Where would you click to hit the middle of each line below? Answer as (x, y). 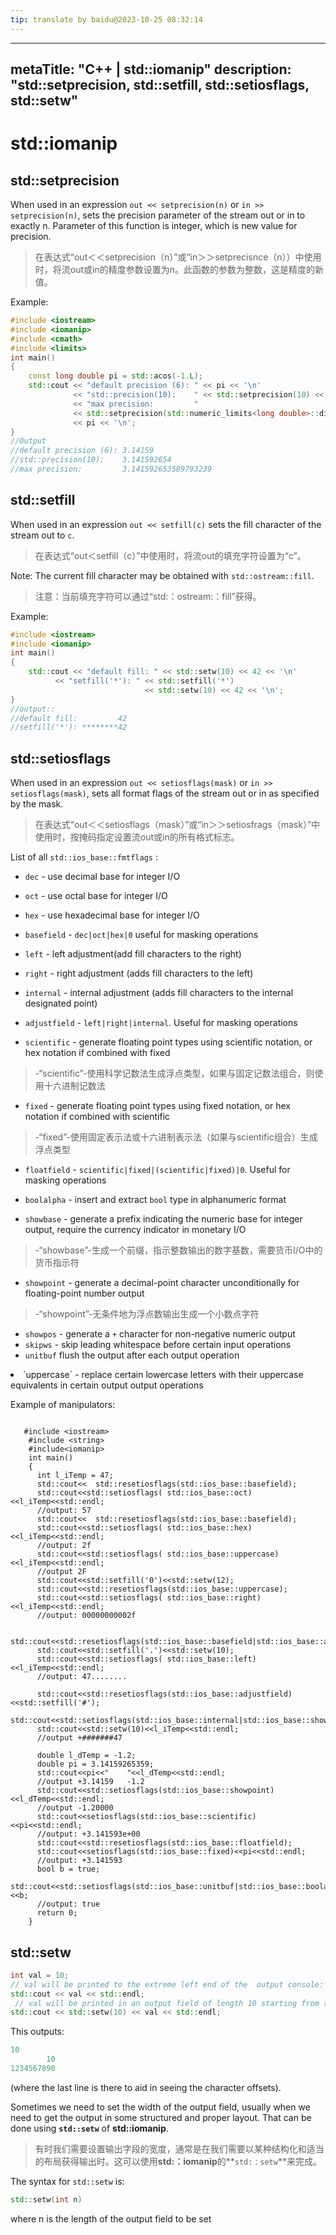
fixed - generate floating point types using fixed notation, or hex (158, 1106)
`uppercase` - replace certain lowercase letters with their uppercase (163, 1375)
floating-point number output (84, 1293)
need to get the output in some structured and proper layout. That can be (161, 2117)
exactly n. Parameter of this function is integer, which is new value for (154, 226)
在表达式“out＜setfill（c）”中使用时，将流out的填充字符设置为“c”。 (170, 555)
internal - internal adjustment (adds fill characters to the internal (159, 993)
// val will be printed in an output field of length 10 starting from (167, 2003)
